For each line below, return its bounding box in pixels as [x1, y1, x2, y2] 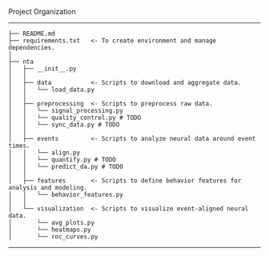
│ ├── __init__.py [8, 65, 78, 73]
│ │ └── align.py [8, 149, 81, 157]
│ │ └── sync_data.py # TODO [8, 121, 120, 129]
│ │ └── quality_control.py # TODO [8, 114, 142, 122]
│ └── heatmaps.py [8, 226, 91, 234]
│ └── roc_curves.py [8, 233, 98, 241]
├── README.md [8, 30, 56, 38]
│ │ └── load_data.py [8, 86, 94, 94]
